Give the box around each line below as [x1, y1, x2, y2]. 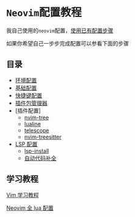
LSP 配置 [15, 140, 38, 148]
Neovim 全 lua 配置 [6, 204, 54, 212]
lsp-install [24, 147, 49, 154]
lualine [24, 120, 41, 128]
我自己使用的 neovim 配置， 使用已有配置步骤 [6, 27, 114, 34]
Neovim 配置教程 [6, 5, 82, 19]
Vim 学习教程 [6, 191, 40, 198]
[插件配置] [15, 107, 41, 114]
